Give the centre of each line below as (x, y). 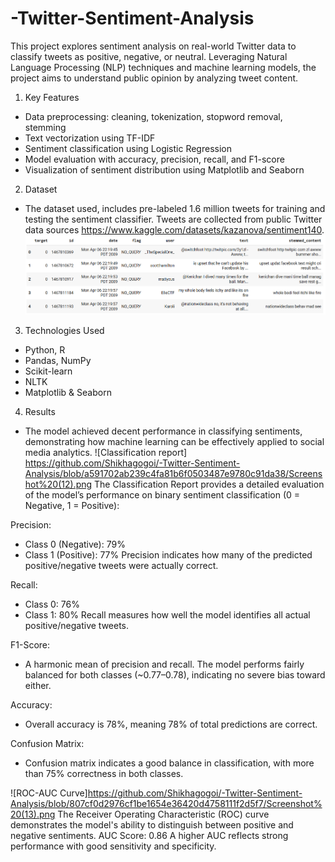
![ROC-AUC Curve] (49, 793)
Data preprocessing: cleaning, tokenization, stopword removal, (153, 116)
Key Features (52, 97)
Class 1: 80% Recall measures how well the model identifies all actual (167, 615)
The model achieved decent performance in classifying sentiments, (163, 431)
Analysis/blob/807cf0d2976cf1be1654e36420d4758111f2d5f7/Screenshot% (166, 804)
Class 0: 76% (52, 604)
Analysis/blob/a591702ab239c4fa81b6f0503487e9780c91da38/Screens (173, 474)
